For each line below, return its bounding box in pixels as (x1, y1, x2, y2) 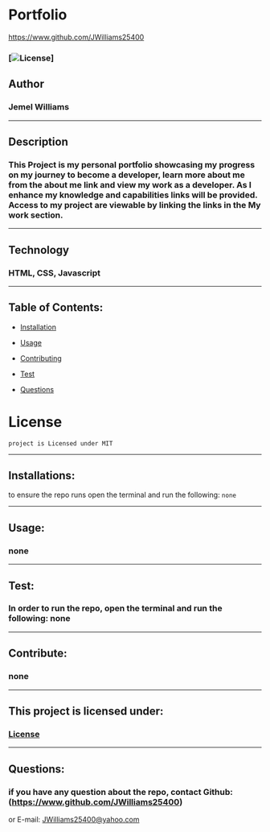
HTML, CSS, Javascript (8, 267, 101, 279)
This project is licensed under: (8, 704, 164, 718)
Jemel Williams (8, 101, 70, 113)
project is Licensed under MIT (8, 439, 113, 448)
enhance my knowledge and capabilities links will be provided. (8, 189, 258, 201)
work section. (8, 209, 63, 221)
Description (8, 135, 68, 148)
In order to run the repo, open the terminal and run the (8, 602, 223, 614)
